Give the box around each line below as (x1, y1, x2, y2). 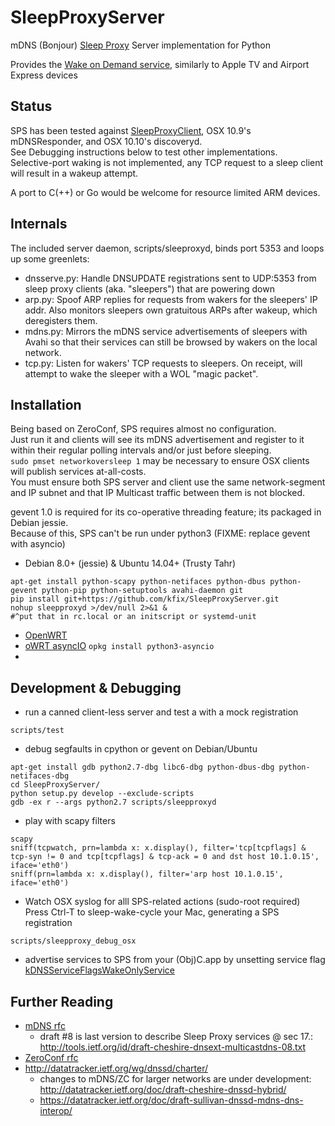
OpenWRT (24, 629, 68, 641)
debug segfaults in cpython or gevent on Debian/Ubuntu (24, 743, 258, 755)
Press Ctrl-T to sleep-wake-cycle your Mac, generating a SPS (24, 906, 280, 918)
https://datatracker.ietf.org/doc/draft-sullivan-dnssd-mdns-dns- (39, 1094, 304, 1106)
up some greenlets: (10, 252, 90, 265)
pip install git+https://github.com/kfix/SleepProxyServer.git (10, 594, 280, 605)
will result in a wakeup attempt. (10, 167, 139, 179)
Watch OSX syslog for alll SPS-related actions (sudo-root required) (24, 896, 301, 908)
